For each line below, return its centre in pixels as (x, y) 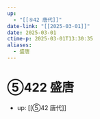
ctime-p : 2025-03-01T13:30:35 (50, 39)
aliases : (20, 45)
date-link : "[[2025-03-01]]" (49, 26)
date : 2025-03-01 (32, 32)
